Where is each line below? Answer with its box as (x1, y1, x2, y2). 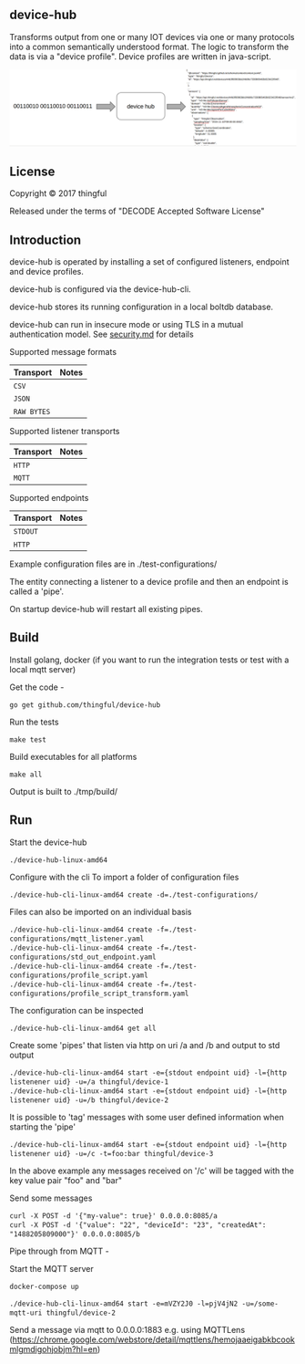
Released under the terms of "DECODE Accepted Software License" (9, 205, 266, 217)
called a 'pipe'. (9, 586, 65, 597)
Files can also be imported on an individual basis (9, 906, 192, 917)
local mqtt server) (9, 663, 76, 674)
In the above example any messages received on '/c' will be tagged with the (9, 1165, 294, 1176)
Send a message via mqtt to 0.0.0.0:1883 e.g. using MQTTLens (9, 1324, 246, 1335)
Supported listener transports (9, 426, 120, 437)
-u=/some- (241, 1299, 280, 1308)
